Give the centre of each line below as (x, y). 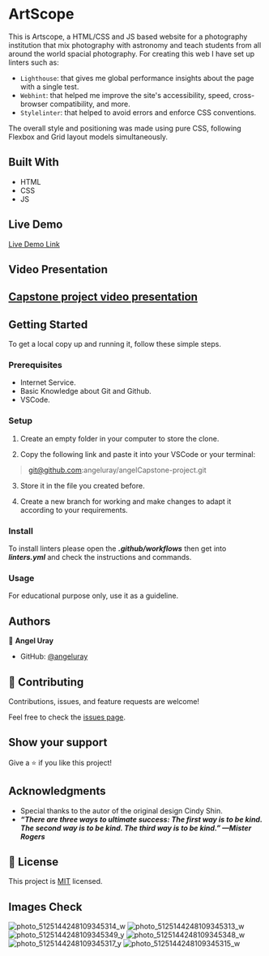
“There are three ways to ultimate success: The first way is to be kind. (141, 819)
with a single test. (49, 87)
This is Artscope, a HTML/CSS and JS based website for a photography (128, 36)
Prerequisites (35, 365)
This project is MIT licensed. (56, 881)
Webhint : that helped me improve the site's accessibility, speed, (126, 95)
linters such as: (34, 62)
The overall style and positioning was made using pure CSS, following (125, 128)
